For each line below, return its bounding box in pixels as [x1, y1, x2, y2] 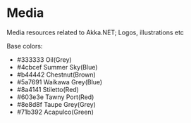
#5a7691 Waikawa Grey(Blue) [16, 77, 103, 86]
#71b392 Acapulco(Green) [16, 108, 94, 116]
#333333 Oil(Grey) [16, 55, 72, 64]
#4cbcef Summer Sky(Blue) [16, 63, 98, 71]
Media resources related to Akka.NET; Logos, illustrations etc [6, 28, 185, 37]
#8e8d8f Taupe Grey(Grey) [16, 100, 97, 108]
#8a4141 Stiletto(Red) [16, 85, 79, 93]
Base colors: [6, 41, 43, 50]
